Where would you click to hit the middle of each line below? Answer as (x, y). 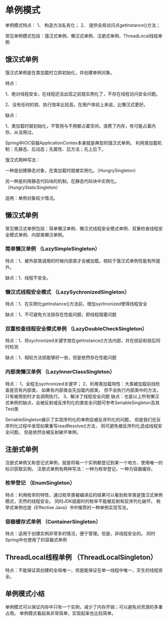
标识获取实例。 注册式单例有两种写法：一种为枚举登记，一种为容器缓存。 (80, 469)
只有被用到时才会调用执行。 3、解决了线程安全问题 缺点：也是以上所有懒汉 (82, 396)
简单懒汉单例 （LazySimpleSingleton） (53, 249)
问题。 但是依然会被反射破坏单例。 (45, 432)
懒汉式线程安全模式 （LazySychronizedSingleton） (67, 292)
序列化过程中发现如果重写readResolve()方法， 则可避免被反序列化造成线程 (81, 426)
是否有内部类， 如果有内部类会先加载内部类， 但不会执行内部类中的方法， (85, 390)
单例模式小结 (25, 594)
